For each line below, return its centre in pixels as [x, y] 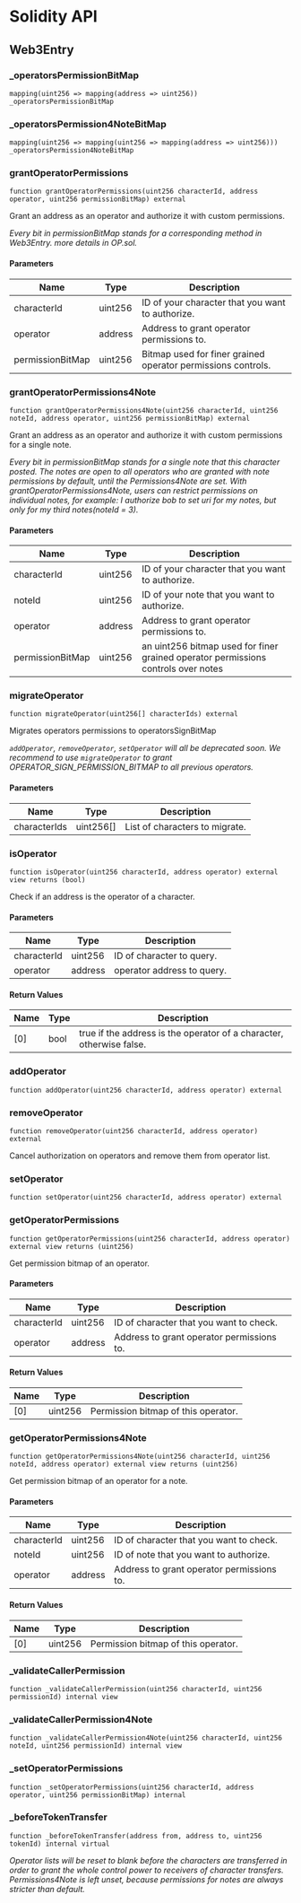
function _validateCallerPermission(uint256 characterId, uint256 [136, 1689]
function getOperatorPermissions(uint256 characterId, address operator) [150, 1239]
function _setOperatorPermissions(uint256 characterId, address [132, 1787]
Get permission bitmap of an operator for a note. [99, 1481]
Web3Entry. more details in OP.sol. [73, 243]
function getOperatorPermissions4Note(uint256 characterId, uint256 [140, 1457]
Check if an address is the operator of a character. [102, 896]
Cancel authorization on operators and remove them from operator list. [140, 1156]
